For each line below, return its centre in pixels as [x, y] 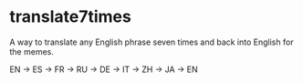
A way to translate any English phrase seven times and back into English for [151, 42]
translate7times [71, 17]
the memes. [32, 51]
